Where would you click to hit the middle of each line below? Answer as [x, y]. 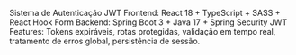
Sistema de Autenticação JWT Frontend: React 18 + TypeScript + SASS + [145, 13]
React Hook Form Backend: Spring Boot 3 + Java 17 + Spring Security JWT [148, 22]
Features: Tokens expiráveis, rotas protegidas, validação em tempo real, [143, 31]
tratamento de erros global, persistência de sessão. [105, 41]
